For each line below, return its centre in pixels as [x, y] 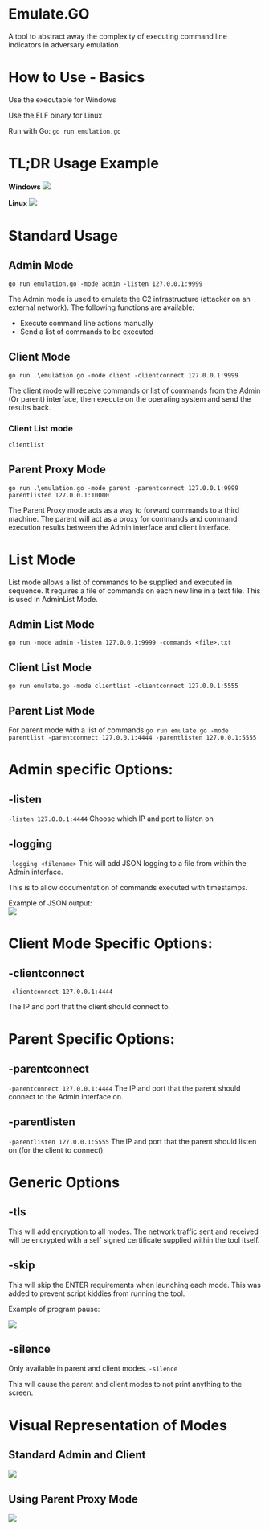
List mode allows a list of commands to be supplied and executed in [120, 582]
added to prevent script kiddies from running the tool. [97, 1293]
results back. [30, 407]
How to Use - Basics [77, 78]
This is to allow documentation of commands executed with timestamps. [128, 887]
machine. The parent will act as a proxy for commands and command [123, 518]
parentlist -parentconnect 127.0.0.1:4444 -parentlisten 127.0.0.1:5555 [132, 738]
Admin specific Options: [91, 770]
